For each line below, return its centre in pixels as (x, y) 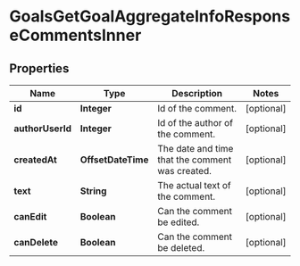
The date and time (196, 149)
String (93, 191)
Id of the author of (196, 123)
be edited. (179, 222)
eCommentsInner (75, 35)
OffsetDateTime (114, 160)
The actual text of (194, 185)
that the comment (195, 160)
